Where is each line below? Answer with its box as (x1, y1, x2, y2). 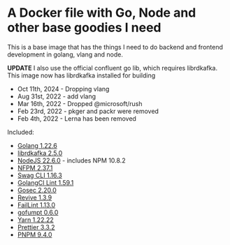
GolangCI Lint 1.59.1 (17, 178, 74, 186)
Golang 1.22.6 (17, 141, 57, 149)
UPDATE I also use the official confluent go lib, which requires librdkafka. (7, 64, 218, 72)
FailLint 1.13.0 (17, 200, 56, 209)
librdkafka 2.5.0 (17, 149, 63, 157)
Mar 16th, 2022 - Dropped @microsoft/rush (17, 99, 143, 107)
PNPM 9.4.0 (17, 230, 52, 239)
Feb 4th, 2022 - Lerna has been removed (17, 114, 136, 123)
